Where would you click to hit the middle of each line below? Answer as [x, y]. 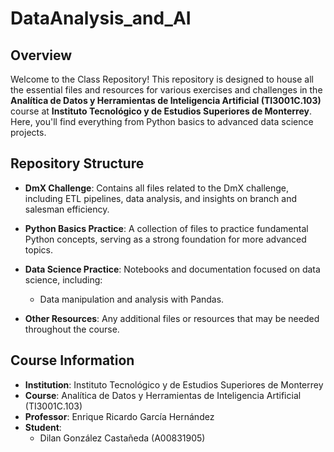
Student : [43, 427]
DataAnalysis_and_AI [101, 18]
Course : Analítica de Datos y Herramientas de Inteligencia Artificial [163, 395]
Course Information [72, 360]
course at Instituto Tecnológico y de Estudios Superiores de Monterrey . [161, 111]
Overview [41, 55]
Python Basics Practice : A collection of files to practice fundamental [166, 228]
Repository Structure [77, 163]
